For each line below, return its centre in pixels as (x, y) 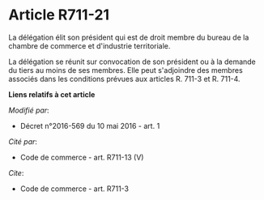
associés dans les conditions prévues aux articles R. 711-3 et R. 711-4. (124, 79)
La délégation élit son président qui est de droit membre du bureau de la (129, 37)
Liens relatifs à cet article (52, 94)
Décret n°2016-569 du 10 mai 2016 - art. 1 (90, 126)
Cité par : (23, 141)
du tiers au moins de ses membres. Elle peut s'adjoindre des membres (126, 70)
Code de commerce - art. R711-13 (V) (82, 157)
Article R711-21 (59, 15)
